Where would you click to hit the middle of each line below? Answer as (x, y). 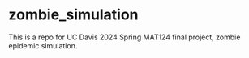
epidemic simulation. (43, 45)
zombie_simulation (73, 15)
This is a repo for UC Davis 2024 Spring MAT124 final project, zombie (124, 37)
